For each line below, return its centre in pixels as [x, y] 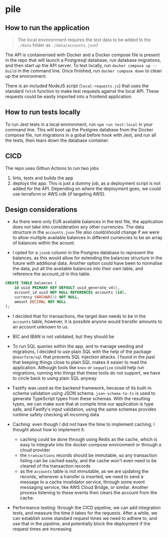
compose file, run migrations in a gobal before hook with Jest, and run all [81, 135]
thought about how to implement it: [49, 429]
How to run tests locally [43, 112]
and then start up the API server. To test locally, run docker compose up [78, 65]
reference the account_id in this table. [52, 274]
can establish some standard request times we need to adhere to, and [85, 518]
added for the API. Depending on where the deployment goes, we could [87, 189]
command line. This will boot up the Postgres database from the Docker [79, 129]
